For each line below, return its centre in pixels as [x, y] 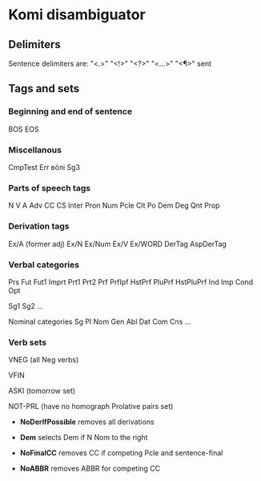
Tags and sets [44, 89]
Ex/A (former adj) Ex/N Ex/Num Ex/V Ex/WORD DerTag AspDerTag [117, 244]
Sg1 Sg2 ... [26, 305]
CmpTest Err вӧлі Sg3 [44, 167]
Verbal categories [44, 265]
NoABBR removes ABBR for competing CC [90, 469]
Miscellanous [35, 150]
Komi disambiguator [77, 15]
